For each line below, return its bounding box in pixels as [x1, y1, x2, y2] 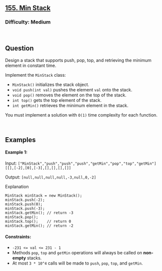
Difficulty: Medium [5, 19, 51, 26]
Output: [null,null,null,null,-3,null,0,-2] [5, 174, 97, 180]
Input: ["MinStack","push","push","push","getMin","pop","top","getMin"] [5, 160, 157, 166]
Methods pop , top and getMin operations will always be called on [12, 250, 142, 256]
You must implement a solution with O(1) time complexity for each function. [5, 112, 158, 118]
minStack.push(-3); [5, 206, 45, 211]
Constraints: [5, 234, 31, 240]
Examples [5, 135, 36, 144]
